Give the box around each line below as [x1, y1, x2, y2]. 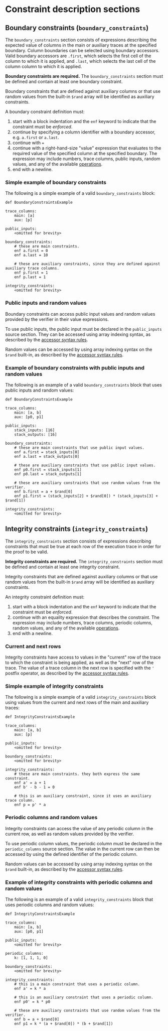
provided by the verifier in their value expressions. [5, 316, 109, 322]
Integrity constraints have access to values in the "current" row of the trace [5, 654, 161, 660]
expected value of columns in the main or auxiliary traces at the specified [5, 42, 157, 48]
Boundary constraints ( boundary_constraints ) [5, 24, 149, 32]
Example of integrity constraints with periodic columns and [5, 878, 153, 885]
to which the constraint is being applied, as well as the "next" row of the [5, 660, 154, 666]
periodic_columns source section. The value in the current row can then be [5, 846, 159, 852]
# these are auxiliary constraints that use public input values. [14, 463, 156, 468]
